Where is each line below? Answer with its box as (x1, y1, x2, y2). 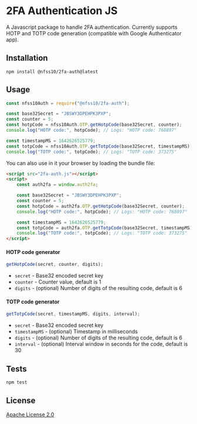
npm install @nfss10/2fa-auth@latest (6, 69, 98, 75)
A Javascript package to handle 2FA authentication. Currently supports (6, 24, 178, 31)
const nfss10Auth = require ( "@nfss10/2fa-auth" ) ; (6, 100, 130, 106)
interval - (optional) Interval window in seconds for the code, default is (14, 340, 188, 348)
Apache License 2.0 (6, 410, 55, 418)
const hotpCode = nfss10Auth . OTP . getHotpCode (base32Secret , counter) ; (6, 122, 182, 128)
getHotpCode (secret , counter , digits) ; (6, 262, 104, 268)
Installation (6, 53, 48, 63)
